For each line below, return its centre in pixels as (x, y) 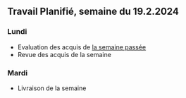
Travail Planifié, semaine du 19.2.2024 (93, 12)
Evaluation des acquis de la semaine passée (82, 47)
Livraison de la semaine (52, 88)
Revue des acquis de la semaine (64, 54)
